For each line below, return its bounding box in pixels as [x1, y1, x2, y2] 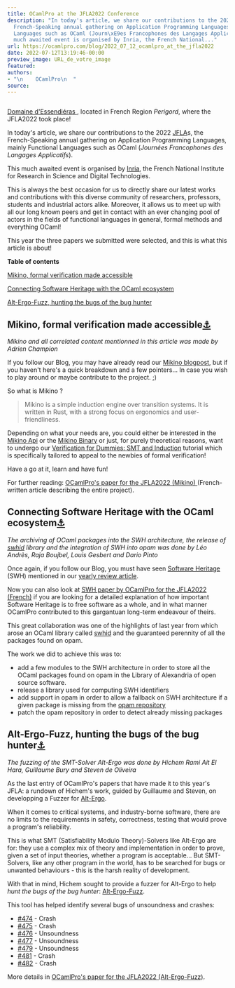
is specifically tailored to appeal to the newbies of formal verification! [7, 451, 206, 460]
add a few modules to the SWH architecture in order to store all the [17, 663, 211, 672]
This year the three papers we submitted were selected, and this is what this [7, 236, 227, 245]
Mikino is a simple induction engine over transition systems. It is [24, 401, 208, 409]
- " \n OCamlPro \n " [7, 75, 77, 83]
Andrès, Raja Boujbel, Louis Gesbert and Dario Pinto [7, 550, 159, 559]
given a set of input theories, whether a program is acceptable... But [7, 850, 204, 860]
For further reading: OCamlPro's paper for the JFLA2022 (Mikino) [7, 479, 196, 487]
